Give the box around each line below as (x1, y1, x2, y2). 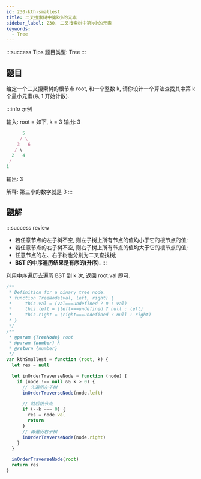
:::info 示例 (6, 105, 32, 112)
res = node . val (28, 412, 66, 418)
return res (11, 462, 39, 468)
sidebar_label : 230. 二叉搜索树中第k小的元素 (6, 20, 112, 26)
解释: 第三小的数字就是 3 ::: (6, 188, 73, 196)
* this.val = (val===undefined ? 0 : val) (8, 301, 128, 307)
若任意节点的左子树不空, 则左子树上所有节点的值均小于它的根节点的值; (14, 236, 188, 243)
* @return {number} (8, 345, 58, 351)
